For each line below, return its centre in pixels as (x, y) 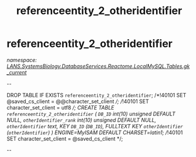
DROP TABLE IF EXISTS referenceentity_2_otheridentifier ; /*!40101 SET (97, 95)
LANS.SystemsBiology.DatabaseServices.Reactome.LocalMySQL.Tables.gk (98, 66)
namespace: (22, 60)
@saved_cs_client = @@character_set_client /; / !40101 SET (78, 101)
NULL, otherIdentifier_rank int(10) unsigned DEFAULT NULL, (82, 120)
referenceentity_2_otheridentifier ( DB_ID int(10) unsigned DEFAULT (91, 114)
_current (17, 72)
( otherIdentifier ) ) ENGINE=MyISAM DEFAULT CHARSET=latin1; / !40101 (95, 132)
